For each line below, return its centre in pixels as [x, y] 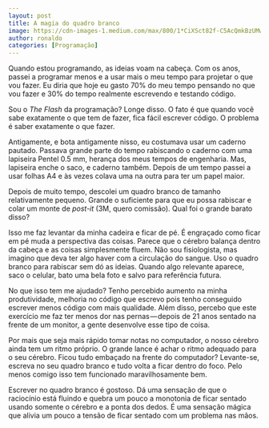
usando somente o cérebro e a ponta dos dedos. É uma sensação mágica [130, 407]
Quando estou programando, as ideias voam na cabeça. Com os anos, [124, 68]
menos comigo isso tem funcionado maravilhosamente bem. [108, 374]
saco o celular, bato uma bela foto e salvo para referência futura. [115, 275]
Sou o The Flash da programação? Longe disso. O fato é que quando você [131, 110]
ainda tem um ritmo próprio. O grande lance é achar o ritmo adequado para [132, 349]
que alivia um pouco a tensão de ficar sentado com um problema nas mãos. [133, 416]
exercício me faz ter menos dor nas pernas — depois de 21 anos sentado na [132, 317]
